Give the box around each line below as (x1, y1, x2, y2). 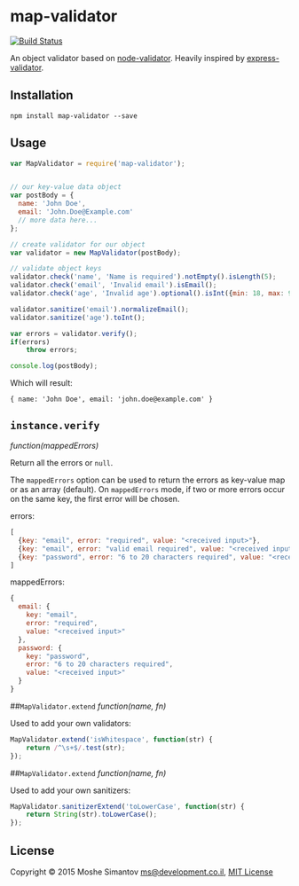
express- (246, 52, 280, 63)
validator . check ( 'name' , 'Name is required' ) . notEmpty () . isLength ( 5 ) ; (10, 272, 277, 281)
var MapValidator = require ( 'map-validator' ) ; (10, 159, 185, 168)
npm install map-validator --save (10, 111, 138, 121)
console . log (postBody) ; (10, 362, 98, 371)
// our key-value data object (10, 183, 122, 192)
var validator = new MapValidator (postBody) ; (10, 248, 181, 257)
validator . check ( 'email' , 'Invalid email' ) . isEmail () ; (10, 281, 217, 290)
